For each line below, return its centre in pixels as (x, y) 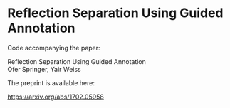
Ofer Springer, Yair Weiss (44, 69)
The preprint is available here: (51, 82)
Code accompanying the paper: (54, 48)
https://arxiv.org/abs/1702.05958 (56, 97)
